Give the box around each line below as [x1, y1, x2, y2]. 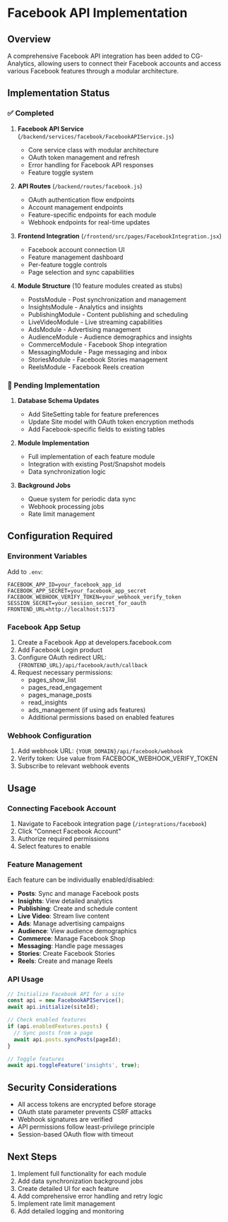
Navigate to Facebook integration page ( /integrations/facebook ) [17, 819, 207, 827]
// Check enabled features [7, 1017, 87, 1024]
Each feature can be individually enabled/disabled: [7, 875, 155, 884]
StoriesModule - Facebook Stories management [28, 355, 168, 364]
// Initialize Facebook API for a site [7, 990, 125, 998]
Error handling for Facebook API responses [28, 160, 154, 169]
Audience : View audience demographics [17, 927, 137, 935]
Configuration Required [7, 530, 113, 542]
